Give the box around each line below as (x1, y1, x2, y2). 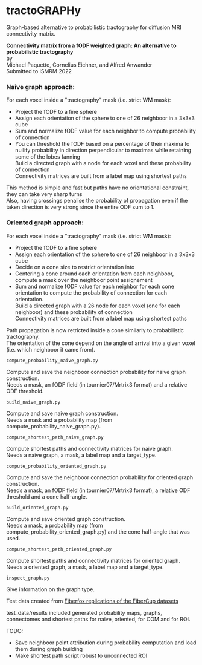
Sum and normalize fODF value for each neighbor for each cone (14, 283, 175, 290)
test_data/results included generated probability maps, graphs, (6, 609, 163, 616)
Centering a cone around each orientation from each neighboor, (14, 270, 174, 277)
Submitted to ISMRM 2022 (6, 67, 72, 74)
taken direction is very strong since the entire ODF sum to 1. (6, 203, 155, 211)
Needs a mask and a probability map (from (6, 416, 113, 424)
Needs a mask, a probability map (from (6, 522, 104, 529)
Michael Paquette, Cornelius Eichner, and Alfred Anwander (6, 61, 153, 68)
